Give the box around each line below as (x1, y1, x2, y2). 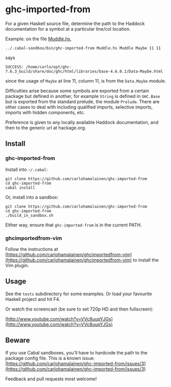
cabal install (5, 185, 36, 190)
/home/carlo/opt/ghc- (26, 64, 72, 69)
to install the (133, 256, 159, 263)
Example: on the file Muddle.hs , (5, 36, 72, 42)
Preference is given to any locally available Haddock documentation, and (5, 119, 159, 125)
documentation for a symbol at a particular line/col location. (5, 25, 131, 32)
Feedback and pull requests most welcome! (5, 376, 97, 382)
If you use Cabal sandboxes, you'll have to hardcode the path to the (5, 349, 148, 355)
